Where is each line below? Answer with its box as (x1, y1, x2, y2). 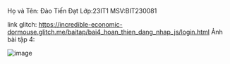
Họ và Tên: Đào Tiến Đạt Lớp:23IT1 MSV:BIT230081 (7, 7, 157, 15)
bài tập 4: (7, 35, 35, 44)
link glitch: (7, 20, 37, 28)
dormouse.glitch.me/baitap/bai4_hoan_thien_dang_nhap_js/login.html (7, 28, 210, 36)
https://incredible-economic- (38, 20, 123, 28)
